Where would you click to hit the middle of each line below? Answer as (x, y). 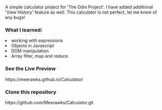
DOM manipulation (30, 51)
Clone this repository (31, 92)
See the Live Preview (30, 69)
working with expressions (37, 40)
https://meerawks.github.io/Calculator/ (44, 79)
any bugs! (15, 17)
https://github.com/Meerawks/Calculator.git (49, 102)
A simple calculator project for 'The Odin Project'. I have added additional (79, 7)
